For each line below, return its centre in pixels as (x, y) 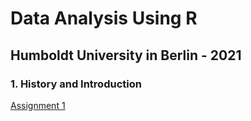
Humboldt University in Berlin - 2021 (126, 55)
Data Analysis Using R (104, 18)
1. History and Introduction (76, 84)
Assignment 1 (38, 105)
